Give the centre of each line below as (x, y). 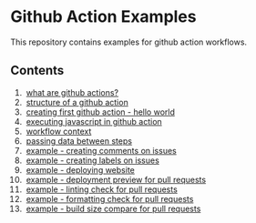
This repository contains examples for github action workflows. (129, 42)
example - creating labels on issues (93, 160)
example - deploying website (80, 169)
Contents (37, 71)
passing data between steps (79, 141)
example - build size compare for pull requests (113, 208)
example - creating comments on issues (101, 150)
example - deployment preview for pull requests (116, 179)
